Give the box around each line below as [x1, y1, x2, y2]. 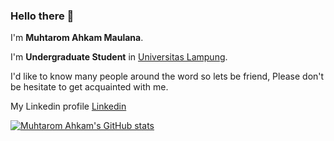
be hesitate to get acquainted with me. [10, 81, 169, 93]
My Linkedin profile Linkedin [10, 100, 127, 113]
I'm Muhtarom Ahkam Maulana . [10, 32, 144, 44]
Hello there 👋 [10, 9, 75, 23]
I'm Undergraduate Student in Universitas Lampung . [10, 51, 228, 63]
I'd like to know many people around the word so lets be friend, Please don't [10, 70, 325, 83]
